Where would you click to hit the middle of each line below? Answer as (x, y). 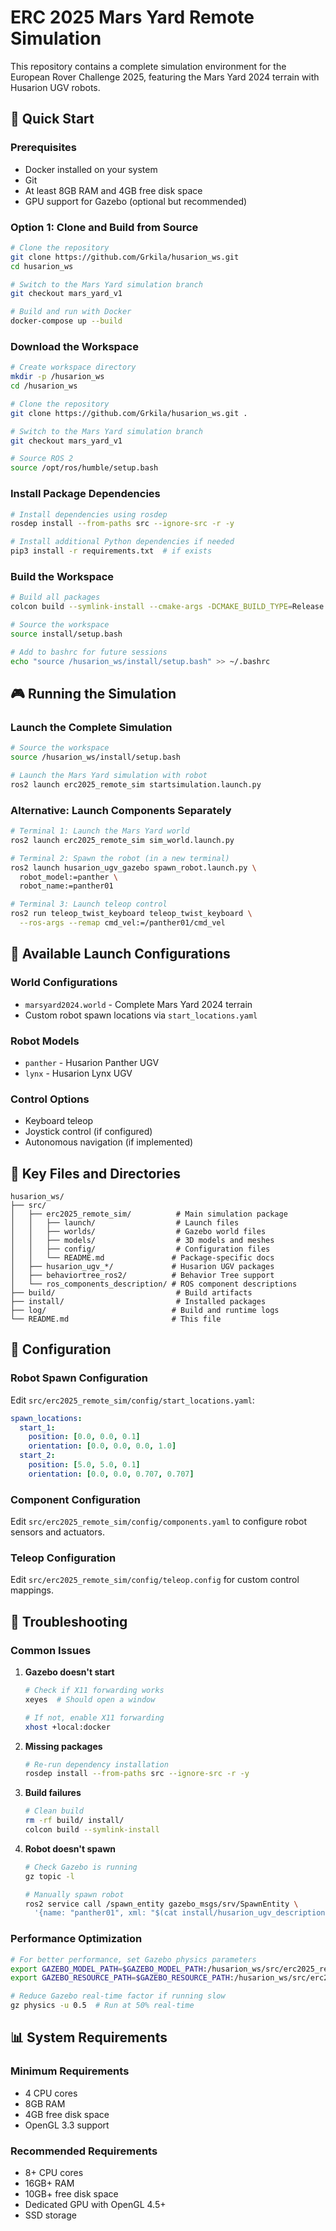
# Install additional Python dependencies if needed (122, 542)
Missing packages (63, 1746)
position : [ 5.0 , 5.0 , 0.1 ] (84, 1465)
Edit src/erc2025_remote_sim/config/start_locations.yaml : (132, 1400)
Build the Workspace (62, 576)
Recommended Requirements (84, 2151)
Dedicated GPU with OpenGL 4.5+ (95, 2205)
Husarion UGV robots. (55, 87)
